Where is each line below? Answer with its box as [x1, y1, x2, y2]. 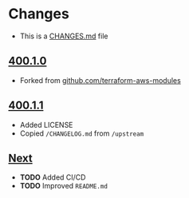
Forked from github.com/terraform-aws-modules [19, 75, 181, 85]
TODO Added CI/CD [19, 172, 86, 182]
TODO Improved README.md [19, 181, 108, 191]
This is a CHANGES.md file [19, 31, 108, 41]
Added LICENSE [19, 120, 73, 129]
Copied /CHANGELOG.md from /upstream [19, 129, 144, 138]
